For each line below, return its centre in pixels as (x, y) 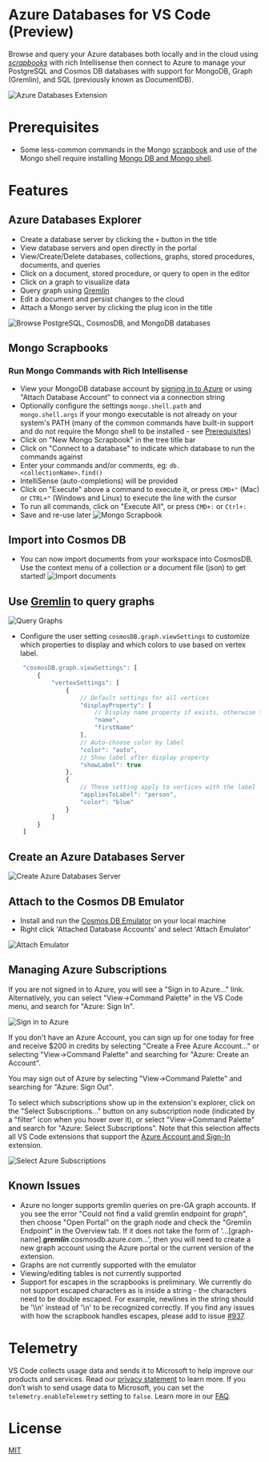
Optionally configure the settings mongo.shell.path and (110, 406)
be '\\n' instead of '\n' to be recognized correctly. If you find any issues (137, 1307)
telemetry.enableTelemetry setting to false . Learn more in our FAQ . (119, 1395)
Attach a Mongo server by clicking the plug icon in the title (116, 307)
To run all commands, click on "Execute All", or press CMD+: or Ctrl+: (133, 506)
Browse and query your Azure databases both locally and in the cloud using (133, 54)
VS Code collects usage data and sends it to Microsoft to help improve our (131, 1370)
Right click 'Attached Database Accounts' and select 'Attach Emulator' (135, 929)
